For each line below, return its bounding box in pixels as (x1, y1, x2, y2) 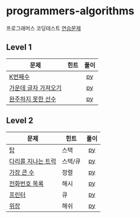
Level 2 (6, 116, 34, 126)
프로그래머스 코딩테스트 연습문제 (6, 24, 81, 32)
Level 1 (6, 42, 32, 52)
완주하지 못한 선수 (9, 95, 56, 103)
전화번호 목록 (9, 179, 44, 188)
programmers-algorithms (6, 4, 135, 18)
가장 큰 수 (9, 168, 34, 176)
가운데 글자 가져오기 (9, 83, 62, 92)
